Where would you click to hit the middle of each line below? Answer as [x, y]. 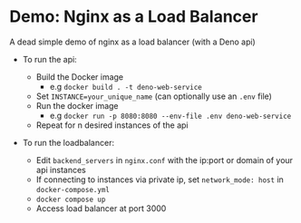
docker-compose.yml [73, 189]
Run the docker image [78, 105]
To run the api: [49, 59]
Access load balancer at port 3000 [101, 208]
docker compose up [71, 199]
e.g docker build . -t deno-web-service [126, 86]
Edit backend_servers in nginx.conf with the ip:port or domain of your [164, 160]
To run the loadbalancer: [68, 142]
